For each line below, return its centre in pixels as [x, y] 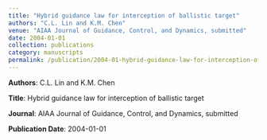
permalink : [26, 60]
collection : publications [51, 45]
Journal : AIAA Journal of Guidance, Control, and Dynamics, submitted [123, 113]
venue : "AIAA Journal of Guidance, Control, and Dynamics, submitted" [128, 30]
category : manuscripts [46, 52]
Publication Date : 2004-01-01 [57, 129]
